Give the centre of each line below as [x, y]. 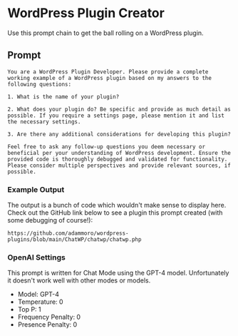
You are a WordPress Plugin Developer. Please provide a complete [108, 72]
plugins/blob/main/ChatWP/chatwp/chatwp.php [74, 240]
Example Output [36, 189]
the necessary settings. [44, 122]
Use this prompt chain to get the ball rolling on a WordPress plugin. [106, 33]
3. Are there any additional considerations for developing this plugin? [119, 134]
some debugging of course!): [50, 220]
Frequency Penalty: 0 [49, 317]
